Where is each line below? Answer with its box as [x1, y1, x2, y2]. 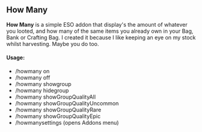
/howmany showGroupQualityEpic [15, 113, 101, 120]
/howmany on [15, 68, 50, 75]
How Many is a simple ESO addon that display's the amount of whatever [6, 21, 187, 28]
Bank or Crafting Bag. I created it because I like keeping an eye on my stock [6, 33, 196, 41]
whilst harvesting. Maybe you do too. [6, 40, 99, 47]
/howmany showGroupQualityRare [15, 106, 102, 114]
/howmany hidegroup [15, 87, 69, 94]
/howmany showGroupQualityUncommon [15, 100, 119, 107]
